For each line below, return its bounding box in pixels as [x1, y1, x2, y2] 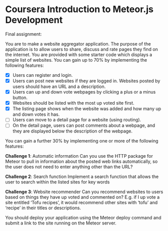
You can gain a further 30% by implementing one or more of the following [5, 138, 159, 144]
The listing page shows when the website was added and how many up [12, 106, 161, 112]
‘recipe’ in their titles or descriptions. [5, 205, 82, 211]
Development [5, 14, 63, 26]
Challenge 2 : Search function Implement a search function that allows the [5, 173, 159, 180]
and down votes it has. [12, 111, 60, 117]
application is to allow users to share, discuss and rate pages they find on [5, 46, 158, 52]
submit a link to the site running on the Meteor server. [5, 220, 117, 226]
